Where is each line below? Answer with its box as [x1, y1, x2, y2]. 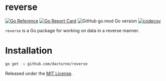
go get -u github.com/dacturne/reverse [5, 61, 88, 66]
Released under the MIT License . [5, 70, 73, 76]
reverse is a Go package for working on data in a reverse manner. [5, 27, 140, 33]
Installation [5, 45, 53, 56]
